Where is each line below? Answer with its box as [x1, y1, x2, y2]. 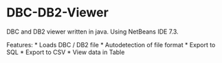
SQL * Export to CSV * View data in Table [6, 48, 125, 56]
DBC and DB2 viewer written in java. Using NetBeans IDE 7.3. [6, 27, 179, 36]
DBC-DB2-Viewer [6, 5, 109, 21]
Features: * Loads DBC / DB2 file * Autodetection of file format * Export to [6, 40, 216, 49]
